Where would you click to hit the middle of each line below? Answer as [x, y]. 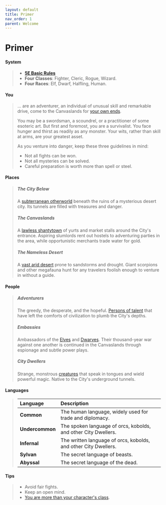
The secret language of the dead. [99, 462]
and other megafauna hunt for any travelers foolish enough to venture [88, 270]
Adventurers [31, 298]
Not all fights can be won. [51, 155]
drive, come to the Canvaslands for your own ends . [69, 111]
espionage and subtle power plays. [53, 350]
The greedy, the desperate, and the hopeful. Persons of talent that [84, 310]
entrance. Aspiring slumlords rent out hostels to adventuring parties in [88, 236]
